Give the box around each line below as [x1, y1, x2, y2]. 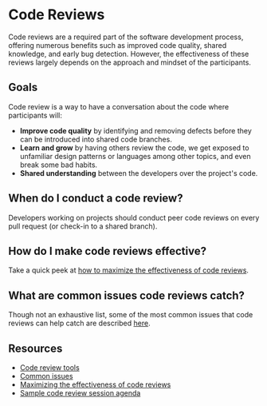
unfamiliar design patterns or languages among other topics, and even [19, 151, 251, 161]
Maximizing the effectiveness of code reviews [19, 380, 171, 389]
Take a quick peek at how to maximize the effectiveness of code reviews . [8, 265, 249, 275]
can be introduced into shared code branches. [19, 134, 173, 144]
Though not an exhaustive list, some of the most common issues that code [8, 310, 253, 320]
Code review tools [19, 363, 80, 372]
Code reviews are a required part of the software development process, [8, 32, 244, 42]
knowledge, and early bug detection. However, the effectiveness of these [8, 49, 249, 58]
